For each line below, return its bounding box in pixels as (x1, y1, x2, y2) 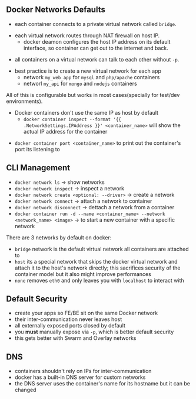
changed (14, 387, 36, 394)
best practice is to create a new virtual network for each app (14, 67, 162, 74)
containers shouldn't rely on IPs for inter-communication (14, 368, 152, 375)
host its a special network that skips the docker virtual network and (14, 258, 178, 265)
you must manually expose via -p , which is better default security (14, 328, 174, 336)
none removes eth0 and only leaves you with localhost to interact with (14, 277, 184, 284)
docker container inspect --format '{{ (23, 116, 122, 122)
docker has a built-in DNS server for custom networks (14, 374, 146, 381)
